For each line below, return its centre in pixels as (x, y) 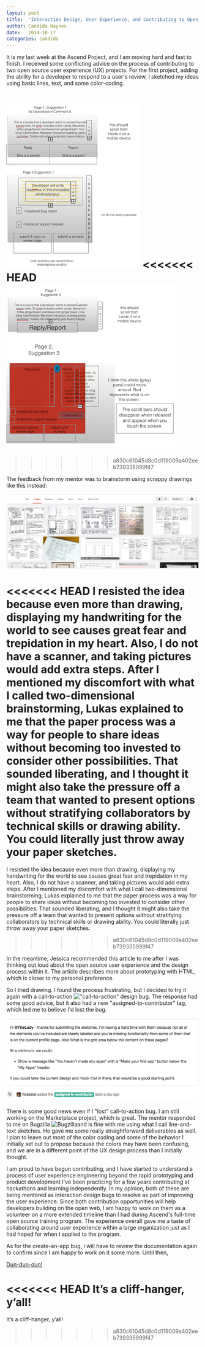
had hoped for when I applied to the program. (64, 1234)
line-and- (180, 1124)
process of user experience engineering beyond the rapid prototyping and (100, 1175)
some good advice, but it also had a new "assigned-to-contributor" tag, (96, 1003)
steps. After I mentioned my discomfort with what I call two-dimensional (97, 889)
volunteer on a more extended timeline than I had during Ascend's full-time (101, 1214)
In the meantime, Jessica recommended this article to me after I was (93, 958)
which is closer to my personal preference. (60, 978)
